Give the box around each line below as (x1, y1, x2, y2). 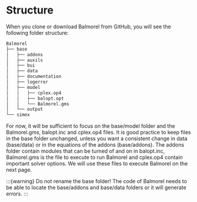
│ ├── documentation (6, 74, 62, 80)
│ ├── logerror (6, 79, 49, 85)
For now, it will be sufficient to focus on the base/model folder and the (6, 122, 175, 130)
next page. (6, 166, 32, 174)
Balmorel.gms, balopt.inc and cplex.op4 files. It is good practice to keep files (6, 129, 191, 136)
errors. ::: (6, 190, 28, 197)
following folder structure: (6, 29, 69, 36)
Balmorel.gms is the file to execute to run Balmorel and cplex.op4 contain (6, 154, 183, 161)
